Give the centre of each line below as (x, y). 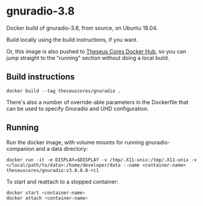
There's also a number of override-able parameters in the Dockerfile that (98, 102)
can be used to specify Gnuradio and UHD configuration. (77, 108)
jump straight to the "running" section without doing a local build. (88, 58)
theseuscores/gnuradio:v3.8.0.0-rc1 (53, 170)
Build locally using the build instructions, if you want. (72, 39)
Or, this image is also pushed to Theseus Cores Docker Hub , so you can (96, 51)
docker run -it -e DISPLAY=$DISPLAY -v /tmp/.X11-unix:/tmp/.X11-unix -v (102, 160)
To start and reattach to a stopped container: (62, 181)
